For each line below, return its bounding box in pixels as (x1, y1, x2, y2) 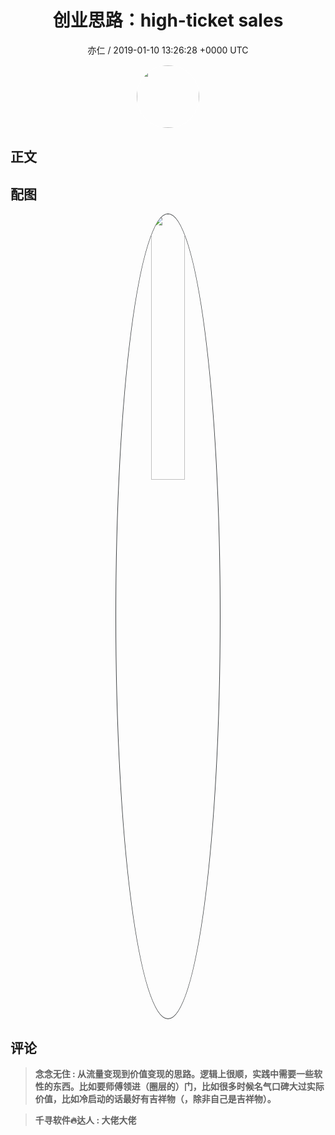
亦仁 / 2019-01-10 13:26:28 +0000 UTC (87, 44, 249, 56)
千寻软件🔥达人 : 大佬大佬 (34, 1114, 137, 1126)
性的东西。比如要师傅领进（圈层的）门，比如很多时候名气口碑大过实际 (34, 1080, 325, 1092)
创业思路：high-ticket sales (52, 9, 284, 32)
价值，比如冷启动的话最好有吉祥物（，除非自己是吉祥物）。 (34, 1092, 277, 1105)
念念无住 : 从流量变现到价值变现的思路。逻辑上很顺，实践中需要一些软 (34, 1067, 323, 1080)
